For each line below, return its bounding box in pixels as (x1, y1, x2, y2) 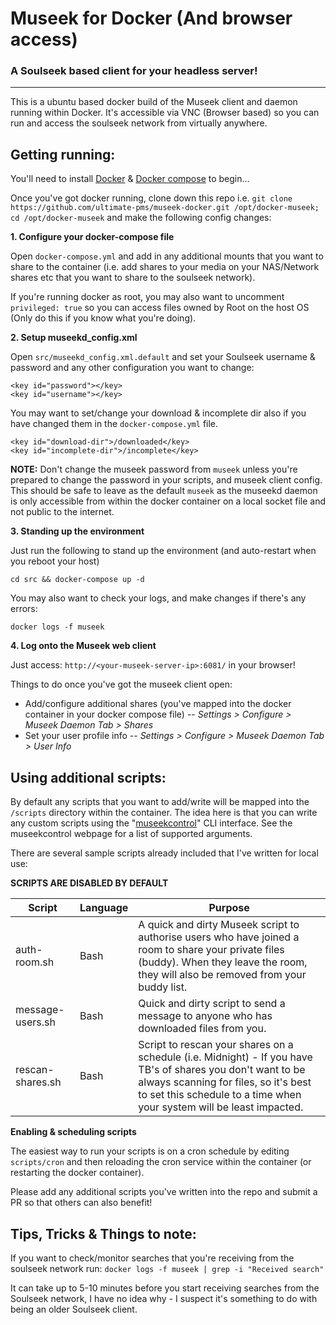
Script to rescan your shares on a (138, 1038, 294, 1052)
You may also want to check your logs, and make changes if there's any (10, 592, 307, 604)
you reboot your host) (10, 555, 100, 567)
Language (79, 901, 129, 915)
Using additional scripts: (10, 769, 167, 786)
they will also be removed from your (138, 968, 307, 982)
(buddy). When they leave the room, (138, 955, 308, 969)
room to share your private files (138, 943, 285, 957)
